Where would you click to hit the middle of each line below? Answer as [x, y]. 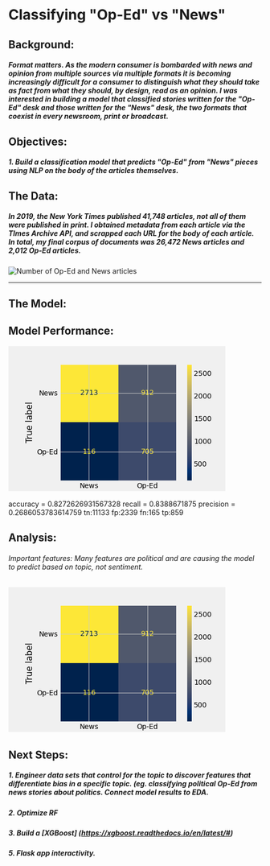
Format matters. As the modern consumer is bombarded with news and [131, 65]
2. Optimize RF [33, 812]
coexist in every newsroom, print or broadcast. [88, 116]
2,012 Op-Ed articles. [45, 250]
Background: [41, 45]
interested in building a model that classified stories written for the [123, 99]
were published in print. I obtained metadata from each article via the [127, 225]
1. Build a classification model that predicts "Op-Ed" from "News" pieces [133, 162]
